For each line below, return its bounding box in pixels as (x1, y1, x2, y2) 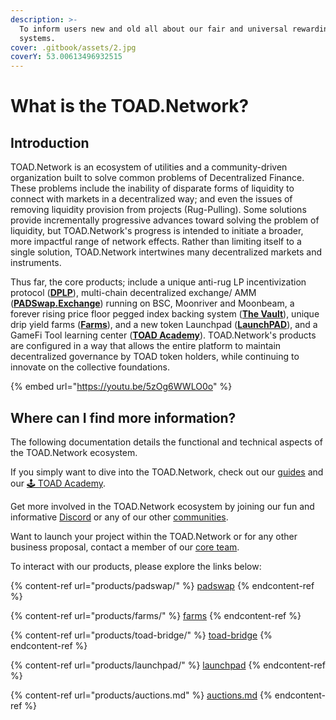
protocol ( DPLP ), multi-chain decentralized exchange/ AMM (10, 287, 257, 299)
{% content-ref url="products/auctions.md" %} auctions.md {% (10, 689, 273, 701)
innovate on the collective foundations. (10, 361, 171, 373)
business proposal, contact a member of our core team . (10, 541, 240, 553)
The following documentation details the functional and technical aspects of (10, 436, 323, 448)
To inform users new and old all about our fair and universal (19, 24, 288, 34)
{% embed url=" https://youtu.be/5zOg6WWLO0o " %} (10, 381, 233, 393)
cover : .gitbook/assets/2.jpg (10, 42, 137, 53)
